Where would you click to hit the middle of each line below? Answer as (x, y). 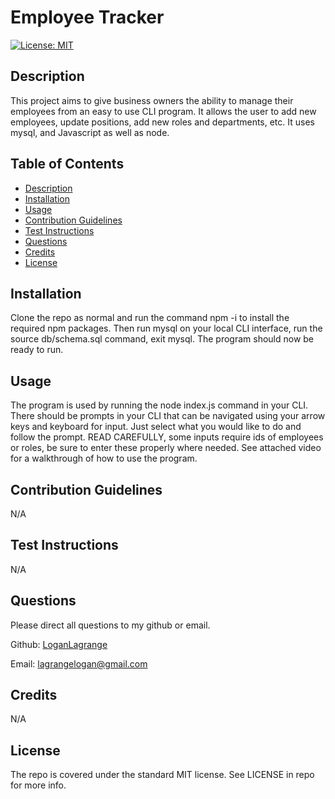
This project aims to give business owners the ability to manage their (152, 100)
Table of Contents (67, 164)
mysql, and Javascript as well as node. (90, 132)
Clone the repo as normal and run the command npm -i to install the (150, 318)
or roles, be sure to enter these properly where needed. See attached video (166, 448)
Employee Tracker (87, 17)
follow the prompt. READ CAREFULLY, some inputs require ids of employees (167, 437)
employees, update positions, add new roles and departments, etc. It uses (162, 122)
